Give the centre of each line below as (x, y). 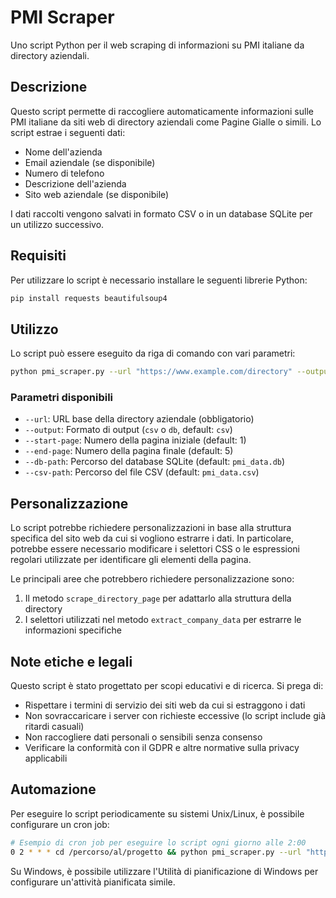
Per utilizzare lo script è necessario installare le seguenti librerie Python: (159, 280)
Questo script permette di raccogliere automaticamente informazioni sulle (162, 111)
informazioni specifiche (73, 630)
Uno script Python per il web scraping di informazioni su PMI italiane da (157, 45)
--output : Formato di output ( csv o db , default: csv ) (128, 430)
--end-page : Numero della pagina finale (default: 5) (129, 451)
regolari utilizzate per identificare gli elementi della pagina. (131, 560)
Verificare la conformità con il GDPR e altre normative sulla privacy (162, 748)
